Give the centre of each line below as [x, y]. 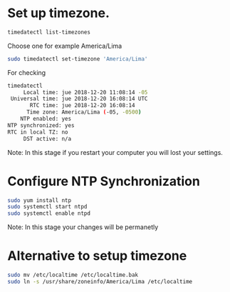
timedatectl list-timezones [49, 32]
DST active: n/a [47, 139]
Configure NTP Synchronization [104, 181]
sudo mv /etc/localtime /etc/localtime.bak [73, 275]
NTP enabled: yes [46, 119]
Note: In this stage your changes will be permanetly [83, 227]
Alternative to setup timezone [97, 256]
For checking [27, 72]
